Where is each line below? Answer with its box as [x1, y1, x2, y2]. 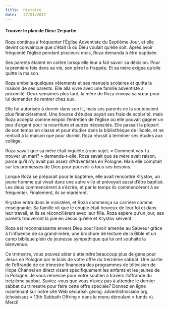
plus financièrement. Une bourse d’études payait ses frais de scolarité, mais [5, 111, 163, 117]
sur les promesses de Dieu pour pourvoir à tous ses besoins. [5, 163, 132, 169]
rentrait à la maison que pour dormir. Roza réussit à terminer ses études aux [5, 132, 163, 139]
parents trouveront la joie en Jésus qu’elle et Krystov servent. [5, 215, 133, 221]
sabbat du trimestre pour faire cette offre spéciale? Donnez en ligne [5, 283, 146, 289]
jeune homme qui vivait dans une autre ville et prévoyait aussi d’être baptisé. [5, 178, 164, 184]
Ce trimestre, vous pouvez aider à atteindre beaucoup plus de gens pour [5, 251, 156, 257]
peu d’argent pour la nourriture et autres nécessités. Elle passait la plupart [5, 121, 159, 128]
